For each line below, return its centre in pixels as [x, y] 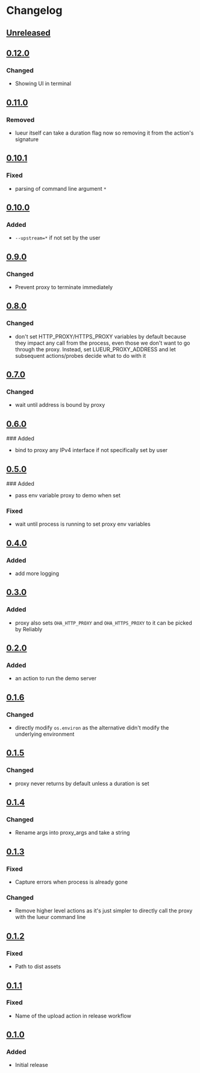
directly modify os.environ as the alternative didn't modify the [92, 728]
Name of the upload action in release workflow [73, 1016]
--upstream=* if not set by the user [58, 238]
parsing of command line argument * [61, 188]
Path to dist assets [38, 967]
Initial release [31, 1065]
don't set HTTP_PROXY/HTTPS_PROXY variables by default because [101, 336]
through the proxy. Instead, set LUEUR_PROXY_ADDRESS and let [95, 349]
